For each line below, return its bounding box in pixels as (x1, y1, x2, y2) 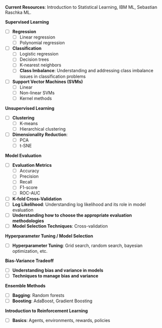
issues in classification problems (19, 73, 86, 79)
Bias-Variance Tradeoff (5, 257, 54, 264)
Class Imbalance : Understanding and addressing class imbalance (19, 68, 154, 74)
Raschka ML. (5, 9, 32, 15)
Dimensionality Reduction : (12, 131, 68, 138)
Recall (19, 179, 32, 185)
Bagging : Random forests (12, 292, 65, 298)
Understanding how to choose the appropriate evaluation (12, 212, 132, 218)
